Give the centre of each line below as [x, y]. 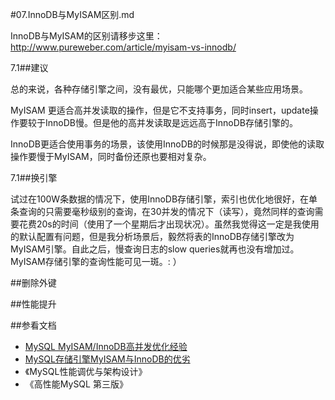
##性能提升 [33, 304]
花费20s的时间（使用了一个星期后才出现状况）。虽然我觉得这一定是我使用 [169, 224]
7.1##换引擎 [34, 177]
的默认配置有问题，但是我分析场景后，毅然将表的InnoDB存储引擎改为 [152, 236]
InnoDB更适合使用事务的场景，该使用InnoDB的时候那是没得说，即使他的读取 [167, 144]
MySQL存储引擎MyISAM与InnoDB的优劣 [107, 359]
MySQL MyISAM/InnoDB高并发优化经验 [106, 346]
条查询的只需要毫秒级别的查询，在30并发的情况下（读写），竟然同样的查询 [162, 211]
